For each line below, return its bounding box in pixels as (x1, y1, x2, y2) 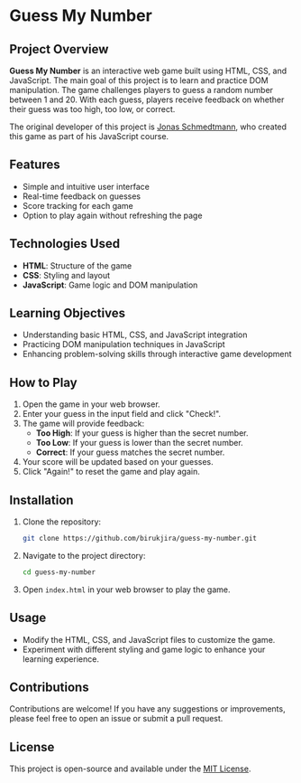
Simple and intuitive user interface (22, 181, 150, 192)
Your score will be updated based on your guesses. (22, 457, 214, 467)
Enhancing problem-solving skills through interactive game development (22, 349, 292, 360)
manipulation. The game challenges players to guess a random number (9, 85, 273, 95)
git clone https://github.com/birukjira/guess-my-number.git (22, 534, 258, 543)
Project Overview (9, 42, 109, 57)
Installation (9, 492, 74, 507)
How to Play (9, 374, 78, 390)
